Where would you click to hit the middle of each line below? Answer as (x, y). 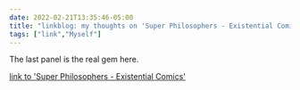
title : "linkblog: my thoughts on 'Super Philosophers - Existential (142, 26)
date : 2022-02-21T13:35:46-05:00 (71, 17)
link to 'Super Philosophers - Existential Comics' (97, 77)
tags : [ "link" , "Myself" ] (55, 34)
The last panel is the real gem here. (74, 60)
